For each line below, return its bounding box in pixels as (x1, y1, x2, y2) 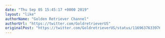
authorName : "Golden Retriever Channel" (5, 16, 89, 21)
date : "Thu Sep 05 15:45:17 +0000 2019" (5, 7, 89, 12)
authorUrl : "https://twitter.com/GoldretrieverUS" (5, 21, 111, 26)
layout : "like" (5, 12, 36, 17)
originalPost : (5, 26, 34, 31)
